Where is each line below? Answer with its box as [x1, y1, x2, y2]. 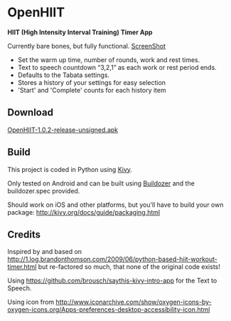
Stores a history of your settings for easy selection [17, 78, 166, 86]
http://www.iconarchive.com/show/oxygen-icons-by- [55, 297, 212, 307]
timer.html [7, 263, 37, 271]
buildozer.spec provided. [7, 186, 80, 195]
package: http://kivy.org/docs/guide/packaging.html [7, 208, 161, 216]
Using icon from [7, 297, 55, 307]
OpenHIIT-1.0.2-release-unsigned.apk [7, 126, 119, 134]
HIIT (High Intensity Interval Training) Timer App [7, 28, 153, 36]
